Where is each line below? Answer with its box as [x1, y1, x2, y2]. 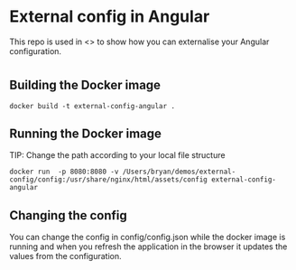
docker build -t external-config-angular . [9, 101, 176, 110]
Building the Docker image [9, 78, 161, 93]
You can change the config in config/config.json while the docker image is [9, 232, 286, 243]
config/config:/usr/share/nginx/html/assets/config [9, 175, 208, 184]
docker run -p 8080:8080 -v [9, 167, 119, 177]
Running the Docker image [9, 126, 162, 141]
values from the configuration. [9, 251, 122, 262]
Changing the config [9, 208, 128, 223]
